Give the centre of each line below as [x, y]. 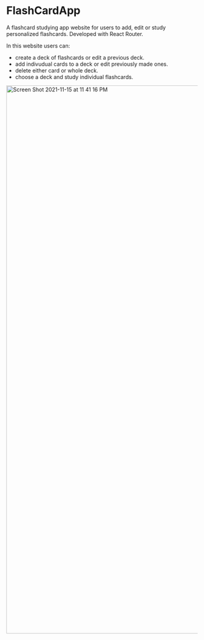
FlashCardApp [43, 11]
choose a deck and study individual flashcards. [74, 77]
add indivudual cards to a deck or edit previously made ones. [91, 64]
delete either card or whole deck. [56, 70]
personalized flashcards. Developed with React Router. [75, 33]
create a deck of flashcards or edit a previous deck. [80, 57]
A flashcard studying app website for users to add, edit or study [86, 27]
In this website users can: [38, 46]
